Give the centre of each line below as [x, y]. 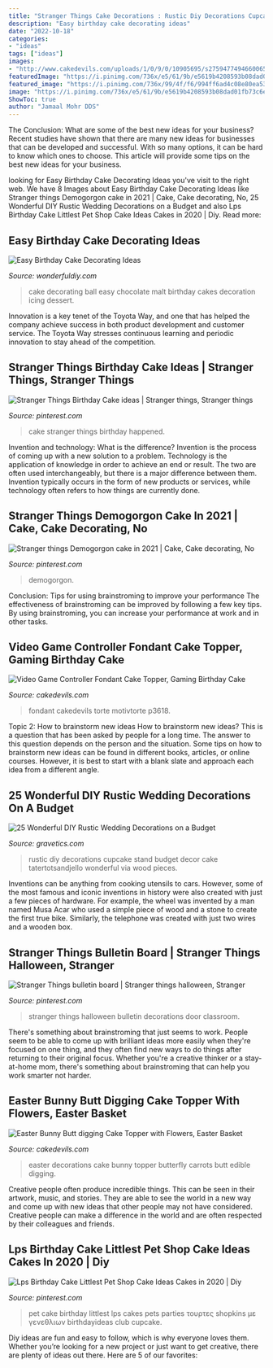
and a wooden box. [41, 927]
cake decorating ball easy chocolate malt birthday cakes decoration [142, 291]
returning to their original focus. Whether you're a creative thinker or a [126, 1058]
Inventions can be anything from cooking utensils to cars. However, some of [136, 884]
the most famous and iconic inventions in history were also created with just [135, 893]
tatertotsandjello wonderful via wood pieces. [103, 868]
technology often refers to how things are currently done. [104, 490]
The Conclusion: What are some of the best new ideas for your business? [131, 130]
